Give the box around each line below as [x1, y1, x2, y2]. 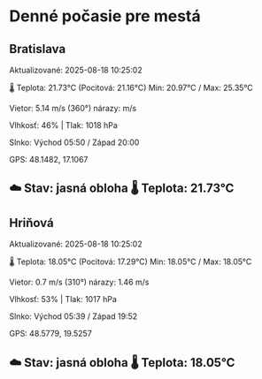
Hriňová [9, 215, 55, 231]
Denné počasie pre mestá [9, 6, 201, 27]
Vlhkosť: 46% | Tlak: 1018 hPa [9, 120, 118, 130]
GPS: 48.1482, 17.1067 [9, 155, 89, 164]
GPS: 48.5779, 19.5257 [9, 329, 93, 339]
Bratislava [9, 42, 66, 57]
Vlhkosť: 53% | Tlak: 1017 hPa [9, 294, 118, 305]
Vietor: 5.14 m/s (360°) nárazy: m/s [9, 103, 137, 113]
